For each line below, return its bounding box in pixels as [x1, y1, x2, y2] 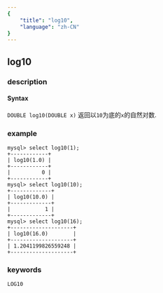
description [7, 76, 48, 86]
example [7, 128, 37, 138]
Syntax [7, 94, 29, 102]
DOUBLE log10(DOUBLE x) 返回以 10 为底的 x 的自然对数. [7, 110, 157, 119]
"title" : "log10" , [20, 17, 73, 24]
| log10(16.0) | [7, 231, 77, 238]
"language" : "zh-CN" [20, 23, 80, 30]
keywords [7, 264, 42, 274]
